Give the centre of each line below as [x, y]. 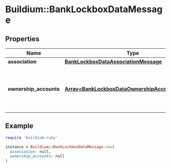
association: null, [31, 152]
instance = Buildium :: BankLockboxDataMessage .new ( [60, 147]
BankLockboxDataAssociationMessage [113, 62]
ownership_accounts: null [37, 156]
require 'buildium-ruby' [32, 138]
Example [19, 126]
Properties [22, 39]
